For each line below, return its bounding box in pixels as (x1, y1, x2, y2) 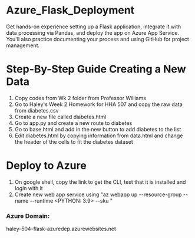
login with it (14, 184, 43, 191)
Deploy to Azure (6, 159, 87, 173)
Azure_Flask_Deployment (6, 4, 135, 17)
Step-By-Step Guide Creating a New (6, 62, 186, 76)
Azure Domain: (6, 211, 50, 220)
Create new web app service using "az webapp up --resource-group (14, 191, 182, 198)
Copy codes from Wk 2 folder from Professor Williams (14, 94, 146, 101)
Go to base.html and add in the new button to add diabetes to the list (14, 125, 181, 133)
